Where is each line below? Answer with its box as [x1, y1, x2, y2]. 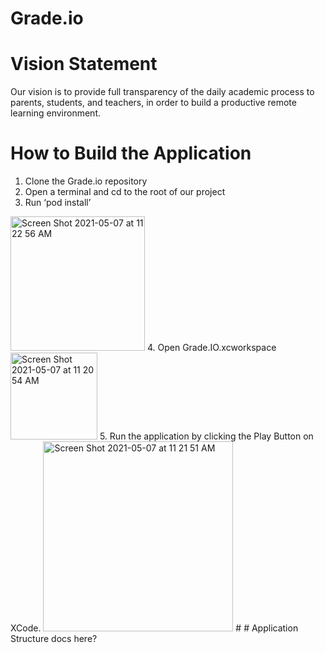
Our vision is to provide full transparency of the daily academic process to [10, 86, 315, 98]
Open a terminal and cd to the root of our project [24, 186, 226, 198]
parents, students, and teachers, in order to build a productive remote [10, 97, 297, 109]
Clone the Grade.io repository [24, 175, 148, 187]
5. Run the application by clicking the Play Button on [99, 430, 314, 442]
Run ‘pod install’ [24, 197, 92, 209]
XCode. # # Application [10, 622, 299, 634]
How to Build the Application [10, 142, 252, 165]
